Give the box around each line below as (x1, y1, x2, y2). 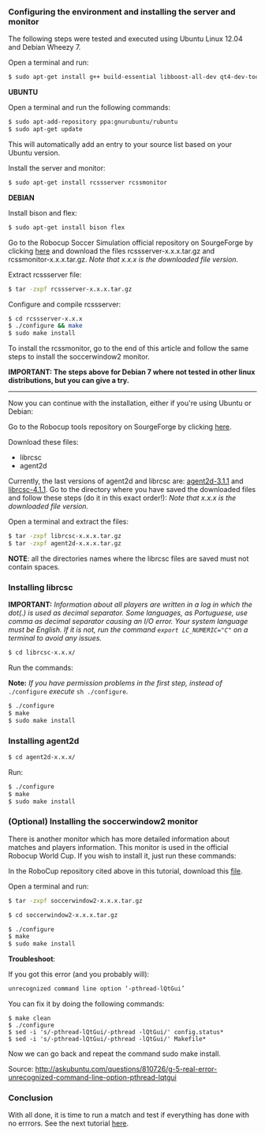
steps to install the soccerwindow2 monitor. (8, 352, 150, 362)
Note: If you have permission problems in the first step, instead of (8, 678, 222, 688)
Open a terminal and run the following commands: (8, 103, 171, 112)
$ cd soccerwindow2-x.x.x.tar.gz (8, 911, 118, 919)
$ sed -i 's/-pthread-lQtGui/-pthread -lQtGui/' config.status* (8, 1028, 224, 1036)
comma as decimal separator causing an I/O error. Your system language (8, 617, 248, 626)
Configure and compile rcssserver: (8, 299, 121, 309)
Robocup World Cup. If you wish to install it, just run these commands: (8, 851, 237, 860)
